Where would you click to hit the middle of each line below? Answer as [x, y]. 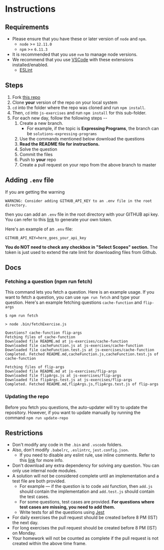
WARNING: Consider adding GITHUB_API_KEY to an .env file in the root [79, 201]
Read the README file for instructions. [59, 144]
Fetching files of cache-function [40, 337]
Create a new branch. [41, 123]
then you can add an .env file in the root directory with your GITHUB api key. [82, 214]
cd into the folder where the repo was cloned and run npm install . [79, 107]
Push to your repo [38, 160]
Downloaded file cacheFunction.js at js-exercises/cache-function [74, 346]
